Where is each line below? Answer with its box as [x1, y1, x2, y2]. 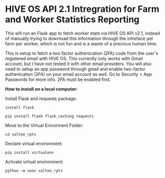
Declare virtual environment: [5, 141, 63, 146]
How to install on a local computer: [5, 86, 78, 92]
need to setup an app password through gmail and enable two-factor [5, 66, 146, 72]
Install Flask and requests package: [5, 95, 78, 102]
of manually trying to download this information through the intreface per [5, 36, 154, 41]
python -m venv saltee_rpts [5, 168, 63, 173]
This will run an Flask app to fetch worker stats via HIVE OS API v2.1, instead [5, 30, 161, 36]
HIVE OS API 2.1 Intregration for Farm [5, 3, 160, 15]
